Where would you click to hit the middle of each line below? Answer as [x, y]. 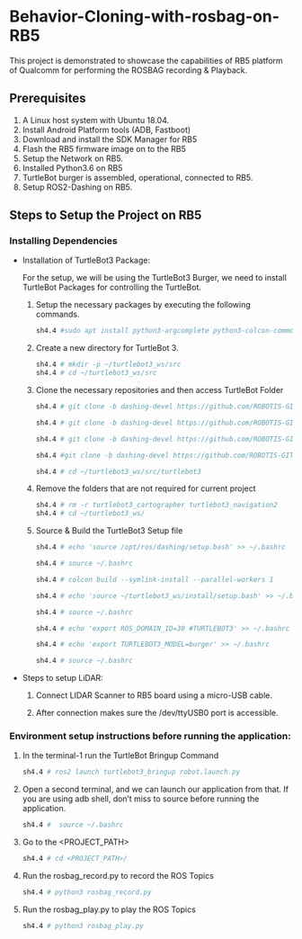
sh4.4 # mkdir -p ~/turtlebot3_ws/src [108, 365]
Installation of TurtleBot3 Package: [86, 260]
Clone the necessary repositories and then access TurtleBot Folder [160, 390]
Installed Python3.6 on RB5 [72, 167]
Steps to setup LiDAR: [62, 678]
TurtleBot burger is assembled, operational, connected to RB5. [138, 177]
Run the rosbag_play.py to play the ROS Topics [109, 909]
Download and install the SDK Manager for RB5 [110, 139]
